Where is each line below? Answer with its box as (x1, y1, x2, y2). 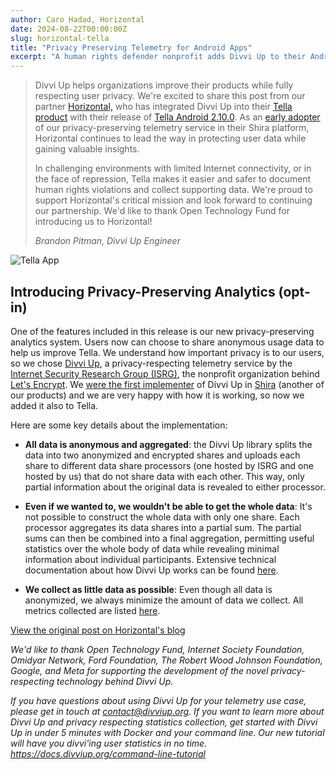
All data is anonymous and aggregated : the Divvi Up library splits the (24, 438, 313, 450)
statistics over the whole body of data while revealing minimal (24, 542, 280, 555)
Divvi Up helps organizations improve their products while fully (34, 79, 294, 91)
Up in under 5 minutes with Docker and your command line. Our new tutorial (10, 726, 325, 738)
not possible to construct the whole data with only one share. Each (24, 511, 300, 523)
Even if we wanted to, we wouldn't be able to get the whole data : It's (24, 500, 313, 512)
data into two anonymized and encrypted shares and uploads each (24, 449, 301, 461)
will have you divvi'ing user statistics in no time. (10, 737, 208, 749)
